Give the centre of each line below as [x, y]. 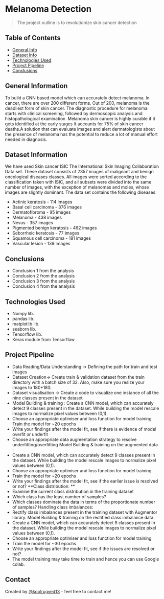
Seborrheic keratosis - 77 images [46, 233]
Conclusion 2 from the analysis [43, 276]
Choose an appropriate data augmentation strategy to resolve [74, 439]
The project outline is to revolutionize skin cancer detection [77, 23]
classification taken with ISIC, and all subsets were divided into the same [78, 182]
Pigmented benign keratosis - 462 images [54, 228]
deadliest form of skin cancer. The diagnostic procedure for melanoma [76, 108]
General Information [36, 86]
